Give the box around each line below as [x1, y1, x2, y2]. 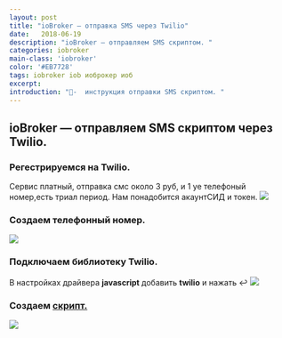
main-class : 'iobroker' [9, 54, 98, 63]
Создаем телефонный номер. [9, 214, 146, 227]
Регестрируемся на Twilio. [9, 161, 131, 173]
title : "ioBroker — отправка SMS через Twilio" [9, 21, 189, 30]
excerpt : [9, 79, 42, 88]
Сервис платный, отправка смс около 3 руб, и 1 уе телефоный [9, 181, 246, 192]
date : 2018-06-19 [9, 29, 82, 38]
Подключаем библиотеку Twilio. [9, 255, 158, 268]
